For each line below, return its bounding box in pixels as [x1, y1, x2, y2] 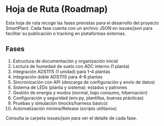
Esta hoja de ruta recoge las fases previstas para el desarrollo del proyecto [5, 20, 159, 26]
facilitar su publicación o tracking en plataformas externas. [5, 30, 126, 36]
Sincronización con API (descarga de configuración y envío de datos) [12, 79, 156, 85]
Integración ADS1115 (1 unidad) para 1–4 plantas [12, 68, 111, 74]
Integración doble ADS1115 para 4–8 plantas [12, 73, 103, 80]
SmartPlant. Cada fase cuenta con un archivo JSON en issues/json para [5, 25, 153, 31]
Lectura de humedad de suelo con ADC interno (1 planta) [12, 63, 130, 69]
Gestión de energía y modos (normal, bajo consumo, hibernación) [12, 89, 148, 95]
